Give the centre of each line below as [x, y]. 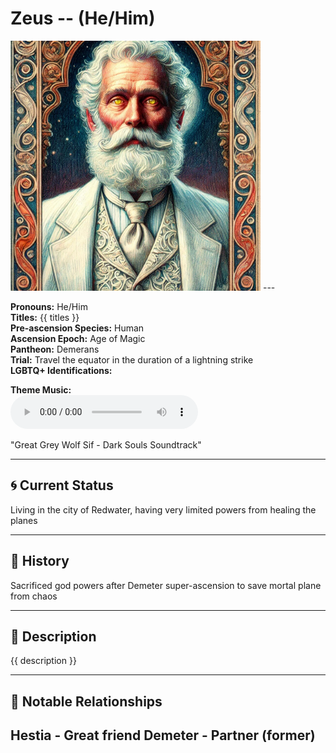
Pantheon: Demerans [55, 349]
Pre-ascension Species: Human [77, 328]
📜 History [40, 561]
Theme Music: [41, 389]
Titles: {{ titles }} [45, 317]
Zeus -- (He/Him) [83, 18]
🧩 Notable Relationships [86, 701]
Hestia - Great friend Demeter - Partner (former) [163, 735]
